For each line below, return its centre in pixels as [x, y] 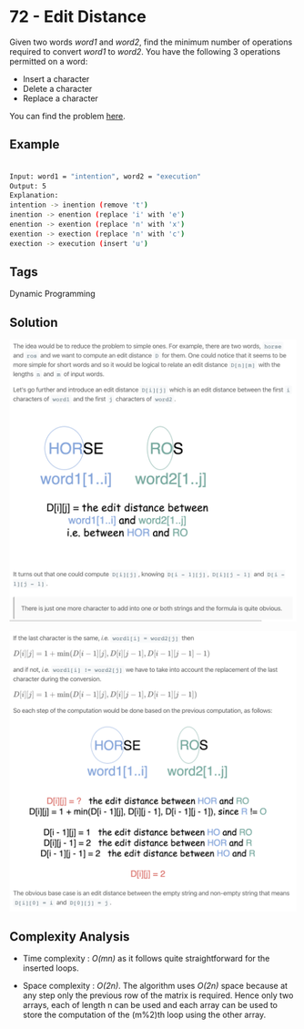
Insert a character [56, 78]
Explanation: [34, 196]
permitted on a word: [49, 61]
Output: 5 [28, 186]
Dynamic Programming [52, 294]
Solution [34, 322]
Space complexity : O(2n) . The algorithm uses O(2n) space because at [155, 986]
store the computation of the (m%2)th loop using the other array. [144, 1015]
